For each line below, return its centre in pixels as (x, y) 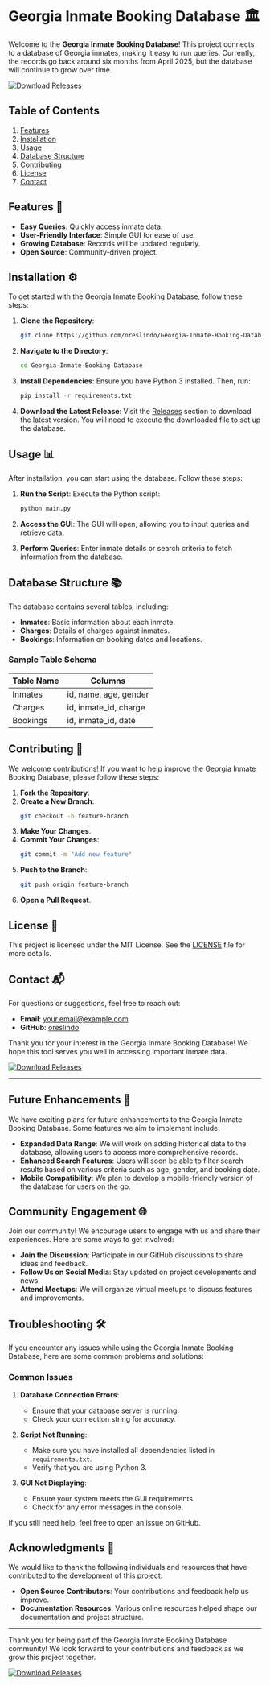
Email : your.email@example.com (74, 1018)
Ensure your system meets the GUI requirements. (113, 1498)
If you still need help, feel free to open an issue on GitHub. (104, 1522)
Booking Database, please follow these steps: (84, 777)
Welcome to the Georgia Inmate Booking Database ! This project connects (131, 44)
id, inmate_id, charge (106, 707)
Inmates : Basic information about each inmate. (97, 622)
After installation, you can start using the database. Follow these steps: (126, 478)
